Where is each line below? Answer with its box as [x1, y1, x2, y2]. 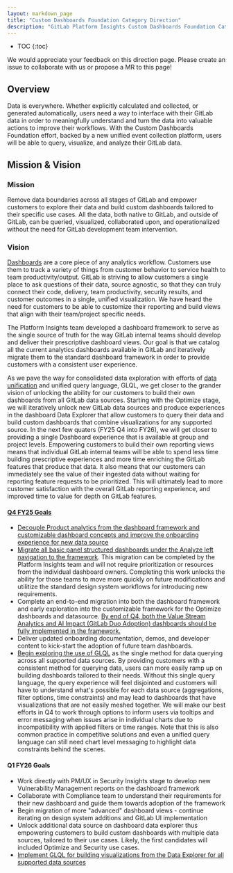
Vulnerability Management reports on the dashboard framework [17, 784, 200, 792]
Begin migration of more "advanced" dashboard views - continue [17, 806, 204, 815]
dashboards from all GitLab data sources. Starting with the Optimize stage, [7, 396, 221, 404]
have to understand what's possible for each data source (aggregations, [17, 686, 224, 694]
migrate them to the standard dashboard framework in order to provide [7, 353, 210, 362]
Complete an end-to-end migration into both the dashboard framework [17, 598, 221, 606]
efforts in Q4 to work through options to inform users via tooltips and [17, 708, 214, 716]
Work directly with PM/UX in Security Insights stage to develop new [17, 776, 212, 785]
